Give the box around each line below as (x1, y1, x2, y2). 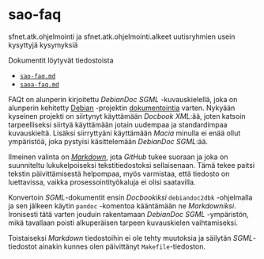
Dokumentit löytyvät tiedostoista (8, 55, 114, 65)
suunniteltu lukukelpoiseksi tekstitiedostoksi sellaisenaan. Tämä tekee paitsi (8, 160, 255, 169)
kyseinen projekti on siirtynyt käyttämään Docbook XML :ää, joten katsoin (8, 111, 247, 120)
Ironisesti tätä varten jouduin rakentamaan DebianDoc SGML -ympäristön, (8, 209, 249, 219)
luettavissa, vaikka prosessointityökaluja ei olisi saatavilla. (8, 177, 196, 187)
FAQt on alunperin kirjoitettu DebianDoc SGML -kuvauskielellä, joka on (8, 94, 238, 104)
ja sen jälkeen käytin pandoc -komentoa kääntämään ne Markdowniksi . (8, 200, 236, 211)
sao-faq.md (19, 72, 56, 80)
